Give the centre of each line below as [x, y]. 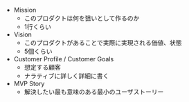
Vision [23, 34]
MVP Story [29, 83]
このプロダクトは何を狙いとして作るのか [82, 18]
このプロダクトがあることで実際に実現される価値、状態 [103, 43]
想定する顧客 [42, 67]
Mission [25, 10]
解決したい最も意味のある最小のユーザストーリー [94, 92]
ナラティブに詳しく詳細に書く [66, 76]
